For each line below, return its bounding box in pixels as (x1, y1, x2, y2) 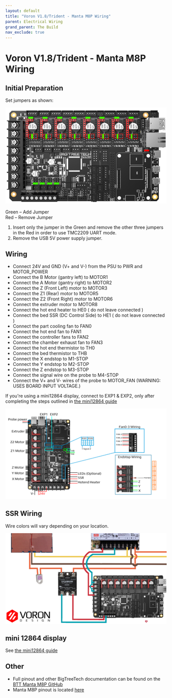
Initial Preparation (5, 83, 63, 92)
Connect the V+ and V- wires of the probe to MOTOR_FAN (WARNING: (12, 378, 161, 384)
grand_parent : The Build (5, 25, 58, 30)
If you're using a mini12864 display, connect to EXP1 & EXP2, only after (5, 393, 155, 399)
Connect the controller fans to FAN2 (12, 334, 89, 340)
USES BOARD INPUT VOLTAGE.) (12, 383, 81, 389)
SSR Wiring (5, 509, 42, 518)
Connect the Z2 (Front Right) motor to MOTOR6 (12, 296, 113, 302)
